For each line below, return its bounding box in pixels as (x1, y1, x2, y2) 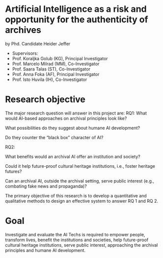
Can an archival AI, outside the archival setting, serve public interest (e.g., (5, 178, 155, 184)
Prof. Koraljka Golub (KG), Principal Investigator (12, 55, 108, 61)
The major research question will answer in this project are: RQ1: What (5, 110, 147, 116)
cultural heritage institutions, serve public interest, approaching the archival (5, 242, 158, 248)
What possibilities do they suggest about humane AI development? (5, 125, 140, 131)
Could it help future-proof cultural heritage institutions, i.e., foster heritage (5, 163, 156, 169)
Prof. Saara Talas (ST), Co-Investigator (12, 66, 91, 72)
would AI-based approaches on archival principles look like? (5, 115, 127, 121)
